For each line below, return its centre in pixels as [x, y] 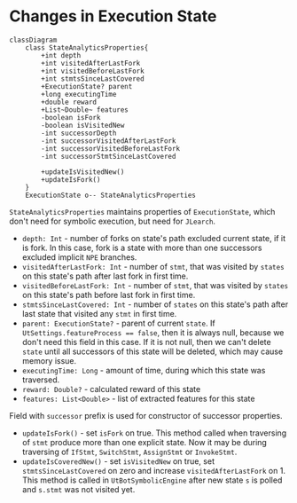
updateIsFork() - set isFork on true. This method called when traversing [154, 433]
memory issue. [49, 360]
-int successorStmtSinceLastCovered [109, 156]
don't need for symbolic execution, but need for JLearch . [112, 221]
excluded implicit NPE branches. [79, 257]
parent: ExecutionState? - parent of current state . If [118, 323]
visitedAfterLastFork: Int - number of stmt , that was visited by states [153, 266]
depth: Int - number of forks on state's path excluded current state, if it [154, 238]
